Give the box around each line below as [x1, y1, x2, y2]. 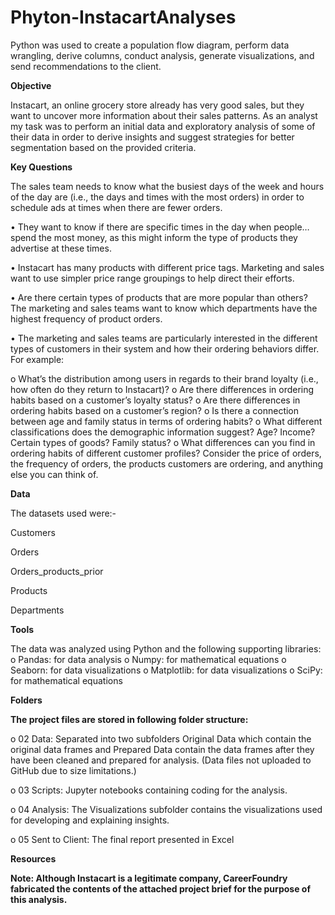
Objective [10, 79, 52, 91]
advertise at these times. [10, 242, 112, 254]
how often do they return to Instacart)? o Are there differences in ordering [10, 383, 315, 395]
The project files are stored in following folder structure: [10, 713, 249, 725]
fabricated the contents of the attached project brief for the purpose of [10, 882, 311, 895]
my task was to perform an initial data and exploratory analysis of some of [10, 120, 316, 132]
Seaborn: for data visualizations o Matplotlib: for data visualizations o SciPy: [10, 664, 323, 676]
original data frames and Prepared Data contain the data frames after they [10, 743, 315, 755]
